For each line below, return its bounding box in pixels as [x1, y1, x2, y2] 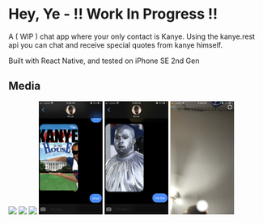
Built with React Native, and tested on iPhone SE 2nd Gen [8, 56, 200, 65]
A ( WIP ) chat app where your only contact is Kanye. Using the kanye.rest [8, 32, 256, 41]
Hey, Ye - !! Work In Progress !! [8, 5, 218, 23]
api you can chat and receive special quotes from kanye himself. [8, 40, 223, 49]
